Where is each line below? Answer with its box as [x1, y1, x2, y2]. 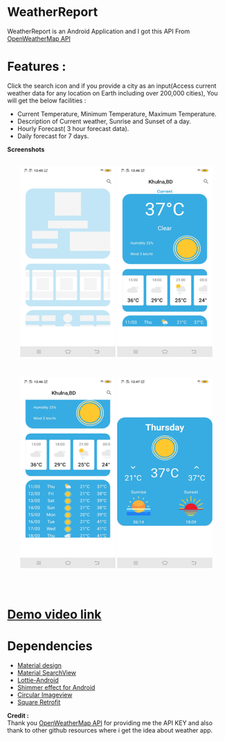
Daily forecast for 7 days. [17, 132, 89, 140]
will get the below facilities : [7, 96, 87, 105]
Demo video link [7, 607, 102, 623]
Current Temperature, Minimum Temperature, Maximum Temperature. [17, 109, 217, 118]
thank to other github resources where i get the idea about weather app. [7, 726, 213, 734]
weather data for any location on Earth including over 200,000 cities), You [7, 89, 218, 97]
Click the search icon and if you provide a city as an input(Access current [7, 81, 217, 90]
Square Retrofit [17, 698, 61, 706]
